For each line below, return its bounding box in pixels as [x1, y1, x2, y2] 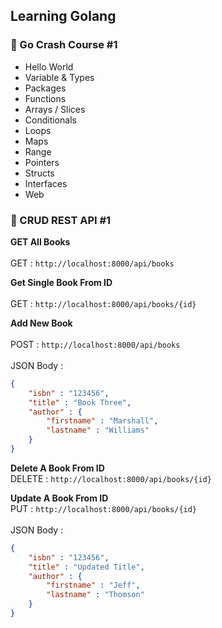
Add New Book [10, 317, 73, 329]
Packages [24, 82, 67, 94]
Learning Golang [10, 8, 117, 25]
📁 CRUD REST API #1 [10, 213, 112, 227]
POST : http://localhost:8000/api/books [10, 338, 181, 350]
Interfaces [24, 177, 68, 189]
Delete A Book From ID [10, 462, 105, 474]
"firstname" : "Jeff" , [46, 580, 141, 591]
